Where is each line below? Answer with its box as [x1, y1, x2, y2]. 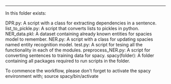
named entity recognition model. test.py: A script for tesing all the [5, 42, 143, 47]
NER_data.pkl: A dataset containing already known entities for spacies [5, 31, 152, 37]
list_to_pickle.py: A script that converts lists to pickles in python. [5, 25, 139, 31]
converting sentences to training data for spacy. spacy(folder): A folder [5, 52, 154, 59]
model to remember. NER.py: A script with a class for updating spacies [5, 36, 154, 42]
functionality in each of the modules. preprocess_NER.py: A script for [5, 47, 151, 53]
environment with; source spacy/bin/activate [5, 73, 99, 79]
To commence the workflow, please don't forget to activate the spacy [5, 68, 151, 74]
